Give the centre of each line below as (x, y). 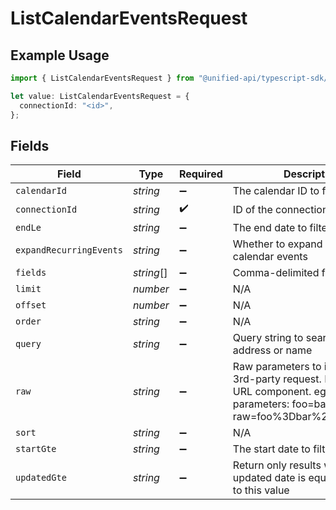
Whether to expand (277, 244)
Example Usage (60, 55)
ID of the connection (280, 209)
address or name (272, 350)
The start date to (271, 449)
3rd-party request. (277, 379)
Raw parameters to (277, 367)
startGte (36, 449)
